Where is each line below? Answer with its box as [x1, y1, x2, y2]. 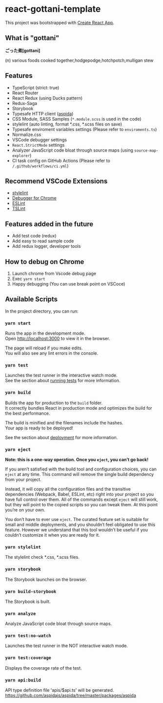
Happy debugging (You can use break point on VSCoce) [12, 281, 125, 286]
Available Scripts [5, 295, 58, 304]
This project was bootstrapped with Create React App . [5, 20, 115, 26]
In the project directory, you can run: [5, 308, 79, 314]
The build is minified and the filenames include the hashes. [5, 419, 123, 425]
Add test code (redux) [12, 233, 57, 239]
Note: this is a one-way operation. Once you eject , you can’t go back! [5, 457, 149, 462]
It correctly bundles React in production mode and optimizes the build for [5, 405, 152, 411]
